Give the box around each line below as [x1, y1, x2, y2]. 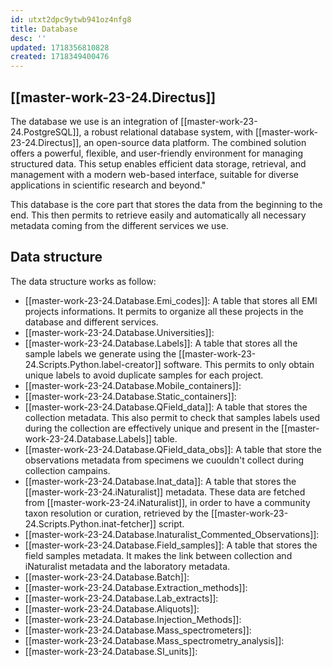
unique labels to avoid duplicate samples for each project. [24, 369, 264, 381]
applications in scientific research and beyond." [10, 179, 207, 191]
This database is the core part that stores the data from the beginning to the [10, 198, 323, 210]
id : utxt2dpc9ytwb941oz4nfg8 [10, 14, 132, 25]
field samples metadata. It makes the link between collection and [24, 549, 293, 561]
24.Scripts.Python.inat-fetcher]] [24, 517, 157, 530]
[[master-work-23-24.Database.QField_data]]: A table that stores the [24, 401, 308, 413]
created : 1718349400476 [10, 52, 110, 62]
